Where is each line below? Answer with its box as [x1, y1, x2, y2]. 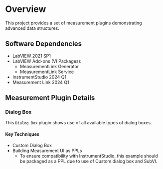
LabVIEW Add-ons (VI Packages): [12, 58, 82, 64]
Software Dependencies [5, 40, 82, 48]
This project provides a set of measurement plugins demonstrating [5, 20, 142, 26]
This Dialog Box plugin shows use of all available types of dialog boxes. [5, 120, 152, 126]
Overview [5, 3, 46, 15]
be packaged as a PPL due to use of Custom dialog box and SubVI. [19, 158, 158, 164]
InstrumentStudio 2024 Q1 [12, 74, 66, 80]
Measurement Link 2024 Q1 [12, 79, 69, 85]
